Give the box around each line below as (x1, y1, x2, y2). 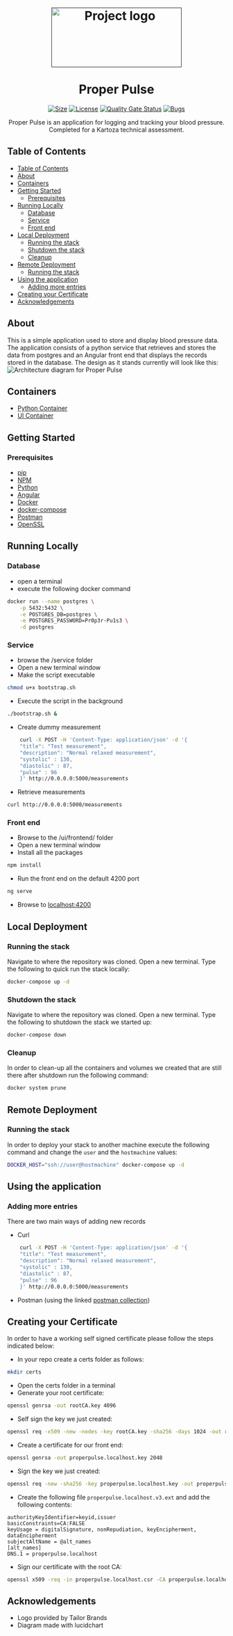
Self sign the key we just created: (17, 1415, 113, 1423)
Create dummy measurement (17, 723, 101, 732)
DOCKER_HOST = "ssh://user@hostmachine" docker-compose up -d (7, 1161, 185, 1168)
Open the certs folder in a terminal (17, 1381, 116, 1390)
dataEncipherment (7, 1532, 58, 1539)
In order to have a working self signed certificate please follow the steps (7, 1335, 214, 1343)
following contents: (17, 1500, 72, 1509)
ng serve (7, 888, 33, 895)
